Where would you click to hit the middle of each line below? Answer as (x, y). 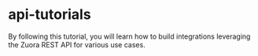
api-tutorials (50, 15)
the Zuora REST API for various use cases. (77, 44)
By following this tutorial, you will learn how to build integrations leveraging (129, 36)
